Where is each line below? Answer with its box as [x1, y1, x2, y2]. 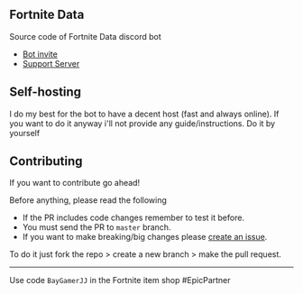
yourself [9, 127, 41, 138]
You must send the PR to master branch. [22, 222, 171, 233]
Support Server [22, 58, 80, 69]
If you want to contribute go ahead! [9, 178, 141, 188]
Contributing [9, 153, 83, 170]
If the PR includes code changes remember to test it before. [22, 212, 245, 224]
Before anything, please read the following [9, 195, 167, 206]
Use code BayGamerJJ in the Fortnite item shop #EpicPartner [9, 275, 232, 286]
